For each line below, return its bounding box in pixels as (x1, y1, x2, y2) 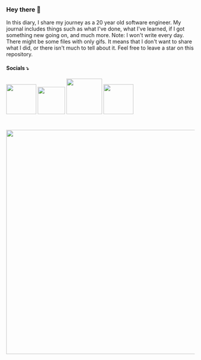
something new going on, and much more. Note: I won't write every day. (6, 32, 184, 39)
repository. (6, 51, 33, 58)
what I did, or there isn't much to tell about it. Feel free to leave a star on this (6, 44, 194, 51)
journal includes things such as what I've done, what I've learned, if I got (6, 25, 185, 32)
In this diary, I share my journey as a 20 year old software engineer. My (6, 19, 181, 26)
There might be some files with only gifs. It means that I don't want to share (6, 38, 193, 45)
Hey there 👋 (6, 5, 41, 14)
